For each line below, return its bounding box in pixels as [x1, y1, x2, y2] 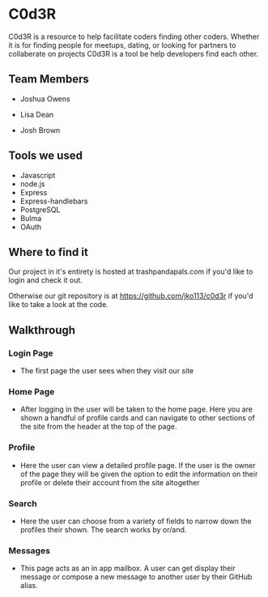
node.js [19, 179, 46, 189]
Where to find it [8, 245, 89, 259]
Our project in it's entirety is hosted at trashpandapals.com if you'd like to [8, 267, 253, 276]
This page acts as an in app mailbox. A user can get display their [19, 564, 236, 574]
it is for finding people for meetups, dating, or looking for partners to [8, 40, 236, 49]
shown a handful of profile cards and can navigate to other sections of [19, 413, 255, 423]
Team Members [8, 72, 89, 86]
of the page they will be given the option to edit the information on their [19, 469, 258, 479]
